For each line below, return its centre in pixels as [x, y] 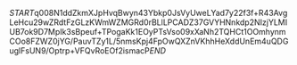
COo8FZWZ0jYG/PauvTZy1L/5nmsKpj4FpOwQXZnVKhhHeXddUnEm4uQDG [149, 41]
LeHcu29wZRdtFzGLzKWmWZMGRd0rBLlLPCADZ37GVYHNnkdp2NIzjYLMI [148, 22]
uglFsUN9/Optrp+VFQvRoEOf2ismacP [79, 51]
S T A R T [22, 13]
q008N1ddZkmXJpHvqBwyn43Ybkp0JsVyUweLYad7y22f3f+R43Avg [161, 13]
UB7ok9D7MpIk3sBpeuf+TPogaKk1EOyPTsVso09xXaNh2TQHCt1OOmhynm [148, 32]
